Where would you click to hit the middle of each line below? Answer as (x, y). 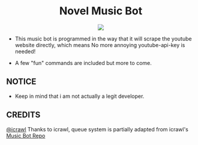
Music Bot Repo (26, 135)
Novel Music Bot (101, 11)
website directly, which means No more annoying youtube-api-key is (100, 45)
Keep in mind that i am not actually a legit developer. (79, 96)
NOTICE (21, 82)
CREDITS (23, 115)
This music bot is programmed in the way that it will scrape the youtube (103, 38)
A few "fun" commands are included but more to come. (83, 63)
